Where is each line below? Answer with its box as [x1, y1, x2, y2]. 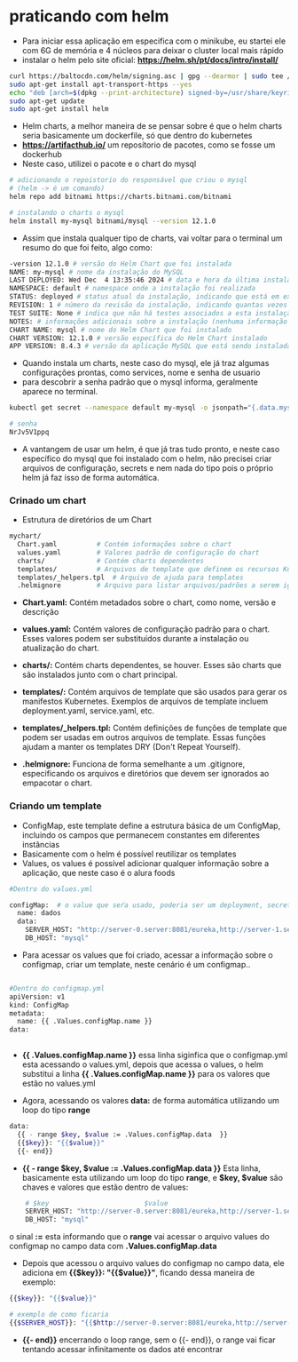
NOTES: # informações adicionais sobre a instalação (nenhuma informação [9, 317, 288, 326]
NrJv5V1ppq [9, 428, 50, 437]
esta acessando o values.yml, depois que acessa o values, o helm [21, 1059, 263, 1070]
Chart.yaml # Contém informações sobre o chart [17, 540, 232, 549]
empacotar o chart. [21, 777, 93, 788]
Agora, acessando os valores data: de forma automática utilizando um [21, 1095, 279, 1106]
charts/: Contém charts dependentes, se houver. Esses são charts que [21, 660, 282, 671]
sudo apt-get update [9, 96, 86, 106]
